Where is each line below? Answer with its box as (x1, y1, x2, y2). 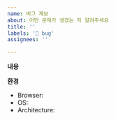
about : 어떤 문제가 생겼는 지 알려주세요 (7, 17, 109, 24)
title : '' (7, 23, 36, 30)
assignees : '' (7, 36, 49, 43)
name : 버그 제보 (7, 10, 49, 17)
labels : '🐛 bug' (7, 29, 55, 37)
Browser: (17, 91, 44, 100)
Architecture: (17, 106, 55, 114)
